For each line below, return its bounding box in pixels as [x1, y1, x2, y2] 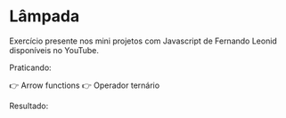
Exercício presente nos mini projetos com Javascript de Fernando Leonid [9, 35, 278, 46]
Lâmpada [9, 6, 80, 27]
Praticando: [9, 62, 52, 73]
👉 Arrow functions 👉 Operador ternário [9, 80, 160, 90]
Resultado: [9, 100, 49, 111]
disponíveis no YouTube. [9, 44, 100, 55]
